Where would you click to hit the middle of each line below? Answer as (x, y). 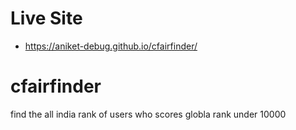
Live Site (46, 18)
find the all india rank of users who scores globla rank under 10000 (148, 114)
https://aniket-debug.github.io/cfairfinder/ (111, 46)
